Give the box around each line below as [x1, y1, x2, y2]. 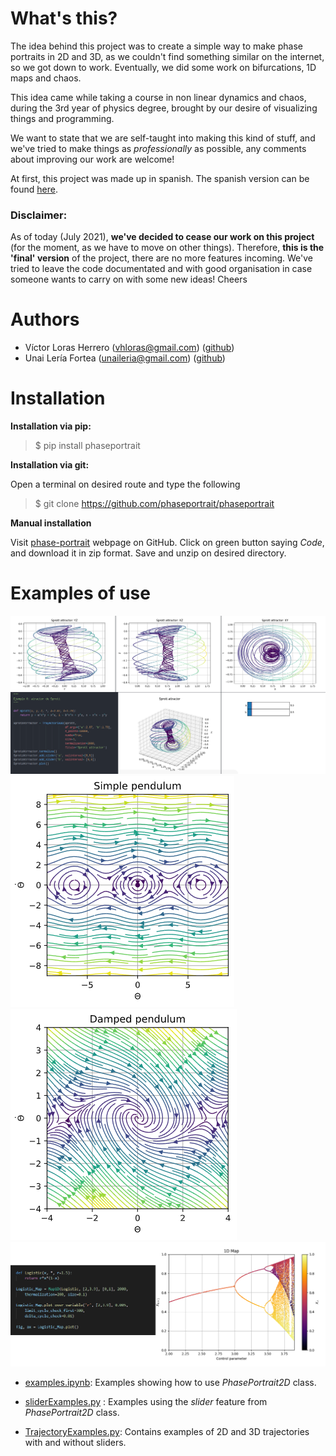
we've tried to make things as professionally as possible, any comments [10, 142, 307, 154]
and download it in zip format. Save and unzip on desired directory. [10, 547, 287, 559]
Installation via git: [10, 459, 90, 471]
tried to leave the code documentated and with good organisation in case [10, 263, 313, 275]
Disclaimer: [10, 208, 68, 222]
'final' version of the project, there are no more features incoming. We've [10, 252, 313, 264]
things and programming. [10, 112, 115, 124]
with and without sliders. [24, 1436, 127, 1448]
